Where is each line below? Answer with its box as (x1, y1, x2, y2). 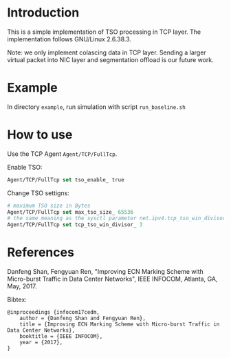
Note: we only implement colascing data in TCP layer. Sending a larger (7, 48, 206, 57)
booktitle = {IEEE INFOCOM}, (19, 333, 103, 340)
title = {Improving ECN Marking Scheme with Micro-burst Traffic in (19, 321, 220, 328)
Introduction (7, 5, 80, 21)
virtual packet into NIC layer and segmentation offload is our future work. (7, 55, 214, 63)
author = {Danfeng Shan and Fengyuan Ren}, (19, 315, 146, 322)
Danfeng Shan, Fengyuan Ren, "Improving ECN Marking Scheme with (7, 268, 204, 276)
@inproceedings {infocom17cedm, (7, 309, 100, 316)
